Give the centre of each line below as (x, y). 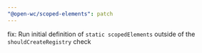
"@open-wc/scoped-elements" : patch (60, 14)
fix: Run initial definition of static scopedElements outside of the (101, 34)
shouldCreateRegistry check (49, 41)
